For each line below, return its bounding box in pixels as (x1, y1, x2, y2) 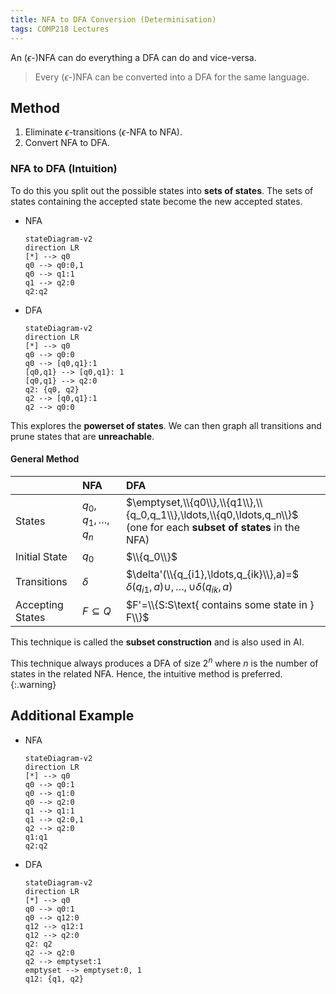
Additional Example (10, 707, 135, 725)
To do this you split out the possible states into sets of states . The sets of (10, 184, 314, 196)
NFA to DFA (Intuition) (10, 162, 118, 176)
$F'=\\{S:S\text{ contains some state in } (125, 598, 315, 612)
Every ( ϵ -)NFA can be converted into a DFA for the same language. (34, 71, 310, 83)
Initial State (15, 550, 68, 564)
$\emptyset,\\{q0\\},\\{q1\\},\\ (125, 495, 263, 509)
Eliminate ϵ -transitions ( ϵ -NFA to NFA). (24, 126, 183, 138)
